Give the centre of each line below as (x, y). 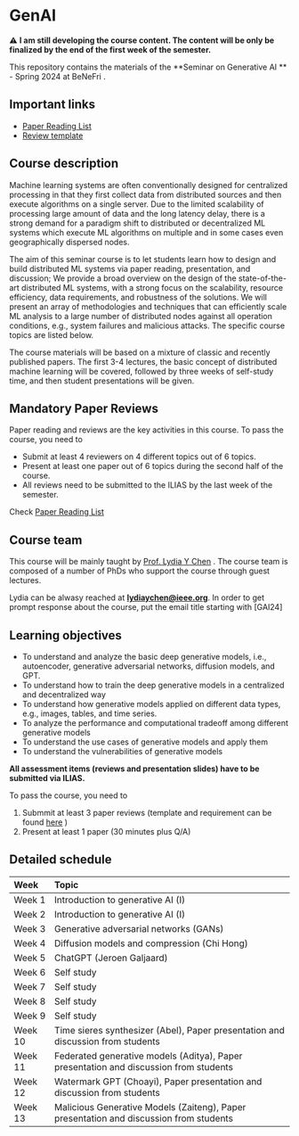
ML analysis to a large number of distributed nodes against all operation (141, 316)
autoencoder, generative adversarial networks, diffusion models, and (149, 666)
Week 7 (30, 986)
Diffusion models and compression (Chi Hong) (152, 943)
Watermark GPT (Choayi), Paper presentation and (158, 1082)
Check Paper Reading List (57, 512)
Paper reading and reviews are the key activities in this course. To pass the (147, 430)
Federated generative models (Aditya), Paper (149, 1056)
